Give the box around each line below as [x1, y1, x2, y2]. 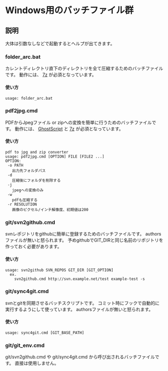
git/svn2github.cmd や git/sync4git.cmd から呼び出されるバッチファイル [5, 354, 155, 360]
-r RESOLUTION [7, 202, 37, 207]
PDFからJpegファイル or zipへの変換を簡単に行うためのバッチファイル [5, 119, 152, 125]
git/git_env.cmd [5, 342, 45, 349]
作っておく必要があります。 [5, 244, 62, 250]
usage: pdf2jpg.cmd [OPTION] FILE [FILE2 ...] [5, 154, 105, 159]
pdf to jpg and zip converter [5, 150, 69, 155]
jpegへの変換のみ [12, 188, 44, 193]
